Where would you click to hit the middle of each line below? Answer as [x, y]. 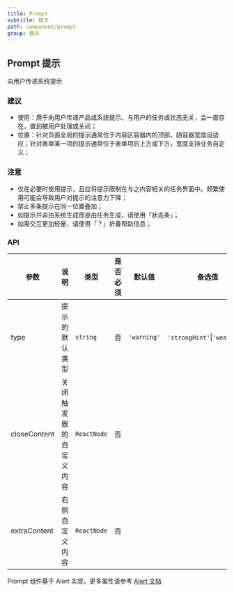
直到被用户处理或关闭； [63, 126]
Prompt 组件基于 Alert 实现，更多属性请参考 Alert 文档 [85, 581]
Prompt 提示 [34, 63]
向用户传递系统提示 [35, 82]
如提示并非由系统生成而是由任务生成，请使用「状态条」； [98, 215]
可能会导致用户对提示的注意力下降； [75, 197]
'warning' [144, 337]
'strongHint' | [190, 337]
